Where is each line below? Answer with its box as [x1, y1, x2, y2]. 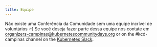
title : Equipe [5, 7, 34, 12]
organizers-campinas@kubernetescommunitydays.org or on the [5, 31, 135, 37]
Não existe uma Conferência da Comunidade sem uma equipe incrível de [5, 21, 153, 26]
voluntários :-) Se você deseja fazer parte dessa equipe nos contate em [5, 25, 150, 32]
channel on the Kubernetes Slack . [25, 36, 94, 42]
